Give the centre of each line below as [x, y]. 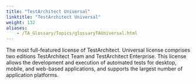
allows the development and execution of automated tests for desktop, [92, 63]
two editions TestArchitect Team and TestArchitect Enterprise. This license [96, 56]
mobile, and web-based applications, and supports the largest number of [94, 69]
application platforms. [32, 75]
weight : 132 [21, 22]
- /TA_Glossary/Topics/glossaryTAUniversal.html [77, 33]
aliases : [17, 28]
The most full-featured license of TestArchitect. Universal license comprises [98, 50]
